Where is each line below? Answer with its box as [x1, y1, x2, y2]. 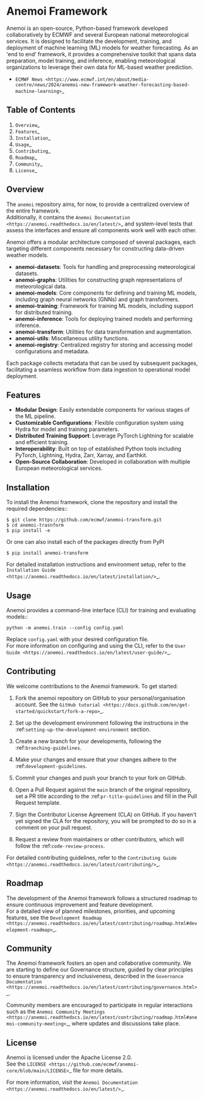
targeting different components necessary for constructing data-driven [6, 244, 185, 252]
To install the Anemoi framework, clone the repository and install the [6, 499, 178, 506]
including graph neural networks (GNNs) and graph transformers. [15, 295, 180, 303]
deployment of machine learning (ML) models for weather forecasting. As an [6, 44, 199, 51]
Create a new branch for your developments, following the [15, 737, 162, 745]
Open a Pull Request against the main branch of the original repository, [15, 786, 192, 793]
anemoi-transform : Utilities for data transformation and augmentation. [15, 328, 193, 335]
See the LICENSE [6, 1060, 47, 1067]
